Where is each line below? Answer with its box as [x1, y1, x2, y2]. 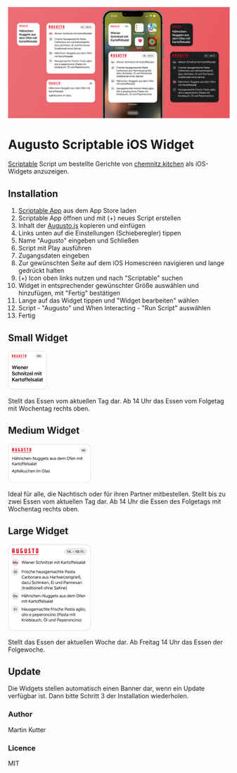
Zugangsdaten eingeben [18, 251, 90, 260]
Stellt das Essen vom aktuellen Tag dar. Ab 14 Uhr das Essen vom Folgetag [8, 397, 224, 406]
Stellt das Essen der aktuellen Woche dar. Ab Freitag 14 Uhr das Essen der [8, 638, 224, 646]
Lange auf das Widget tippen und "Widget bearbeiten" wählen [18, 296, 199, 305]
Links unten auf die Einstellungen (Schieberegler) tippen [18, 229, 181, 238]
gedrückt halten [18, 267, 65, 275]
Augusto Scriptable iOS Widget [8, 136, 194, 152]
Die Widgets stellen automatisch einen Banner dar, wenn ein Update [8, 684, 205, 693]
